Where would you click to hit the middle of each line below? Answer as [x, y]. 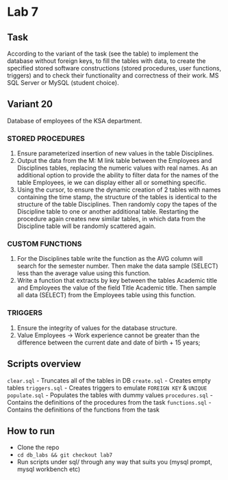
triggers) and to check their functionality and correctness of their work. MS [113, 75]
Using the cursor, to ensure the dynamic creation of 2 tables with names [119, 190]
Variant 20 [30, 104]
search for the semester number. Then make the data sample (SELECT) [117, 266]
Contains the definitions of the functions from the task [83, 409]
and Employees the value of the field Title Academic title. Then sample [116, 288]
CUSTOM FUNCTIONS [45, 244]
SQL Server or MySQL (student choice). [63, 83]
